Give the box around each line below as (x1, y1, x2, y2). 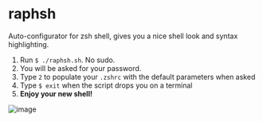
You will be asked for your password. (19, 63, 142, 73)
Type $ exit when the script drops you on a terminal (19, 81, 193, 90)
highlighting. (8, 39, 49, 49)
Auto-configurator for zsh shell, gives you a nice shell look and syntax (8, 31, 238, 41)
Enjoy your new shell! (19, 89, 93, 98)
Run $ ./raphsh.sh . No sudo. (19, 55, 116, 65)
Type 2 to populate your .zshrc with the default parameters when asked (19, 72, 256, 81)
